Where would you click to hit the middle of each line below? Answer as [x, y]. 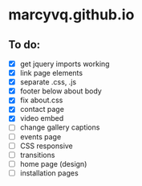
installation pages [49, 173]
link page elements [51, 73]
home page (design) [53, 163]
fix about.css [41, 100]
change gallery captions [60, 127]
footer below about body [61, 91]
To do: [24, 45]
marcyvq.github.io [71, 15]
